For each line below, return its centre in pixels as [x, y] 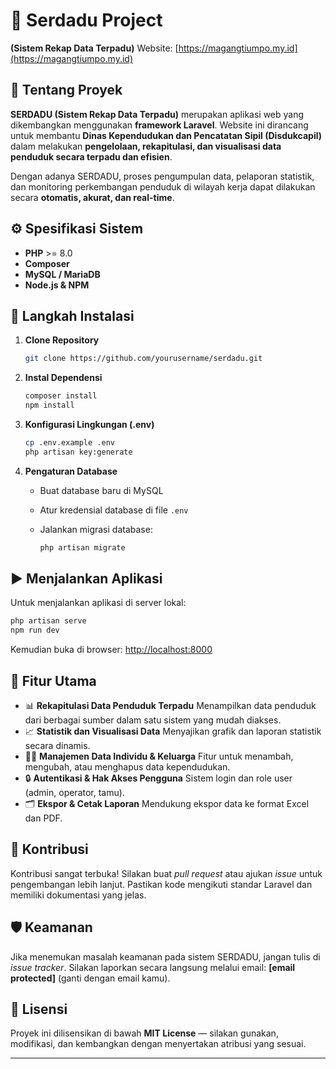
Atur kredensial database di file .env [114, 510]
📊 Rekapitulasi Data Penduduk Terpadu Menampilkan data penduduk [170, 705]
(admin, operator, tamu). [74, 792]
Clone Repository [62, 340]
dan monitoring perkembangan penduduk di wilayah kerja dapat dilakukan [163, 186]
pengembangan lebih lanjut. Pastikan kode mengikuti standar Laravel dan [161, 884]
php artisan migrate [82, 547]
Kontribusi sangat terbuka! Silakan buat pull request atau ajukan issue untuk [166, 873]
